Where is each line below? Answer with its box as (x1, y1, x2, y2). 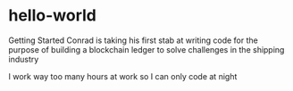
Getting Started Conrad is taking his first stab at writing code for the (8, 35, 258, 45)
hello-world (8, 5, 97, 26)
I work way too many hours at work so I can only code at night (8, 70, 238, 81)
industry (8, 54, 39, 64)
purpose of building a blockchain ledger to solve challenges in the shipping (8, 44, 285, 54)
